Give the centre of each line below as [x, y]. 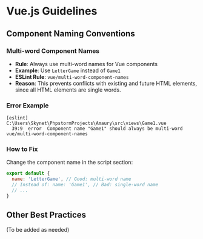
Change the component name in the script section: [70, 163]
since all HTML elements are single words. [68, 90]
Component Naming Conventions [71, 34]
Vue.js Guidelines [52, 11]
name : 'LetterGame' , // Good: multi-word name [72, 179]
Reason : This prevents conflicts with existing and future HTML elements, [106, 83]
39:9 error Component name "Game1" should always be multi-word [97, 129]
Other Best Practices [46, 215]
